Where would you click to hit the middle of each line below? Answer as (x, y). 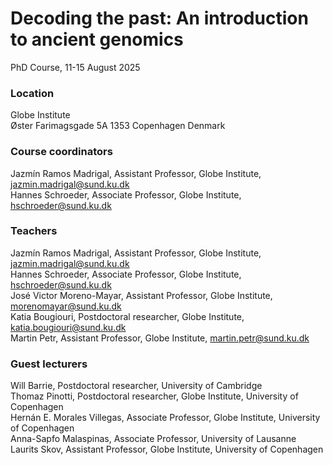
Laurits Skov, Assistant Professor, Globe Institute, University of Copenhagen (167, 449)
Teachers (34, 231)
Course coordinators (61, 152)
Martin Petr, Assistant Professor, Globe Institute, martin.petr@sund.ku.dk (160, 338)
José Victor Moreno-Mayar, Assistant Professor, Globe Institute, (141, 295)
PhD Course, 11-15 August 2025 (75, 67)
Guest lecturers (49, 364)
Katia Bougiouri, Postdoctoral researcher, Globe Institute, (127, 316)
